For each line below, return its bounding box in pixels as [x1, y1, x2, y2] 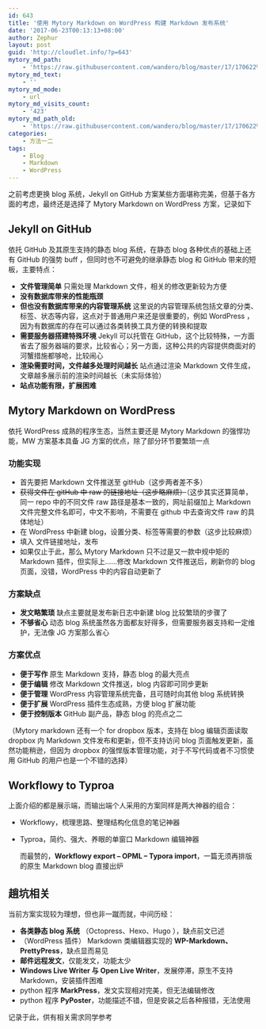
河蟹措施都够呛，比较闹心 [19, 351, 104, 360]
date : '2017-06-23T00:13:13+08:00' [8, 26, 126, 34]
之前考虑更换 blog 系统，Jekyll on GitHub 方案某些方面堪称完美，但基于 [8, 190, 242, 198]
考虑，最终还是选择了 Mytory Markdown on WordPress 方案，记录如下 [21, 199, 252, 209]
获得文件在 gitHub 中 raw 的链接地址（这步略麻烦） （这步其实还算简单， [19, 487, 253, 497]
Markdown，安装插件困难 [19, 976, 104, 985]
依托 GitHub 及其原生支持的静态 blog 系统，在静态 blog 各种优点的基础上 [8, 244, 245, 254]
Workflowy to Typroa [8, 778, 115, 792]
